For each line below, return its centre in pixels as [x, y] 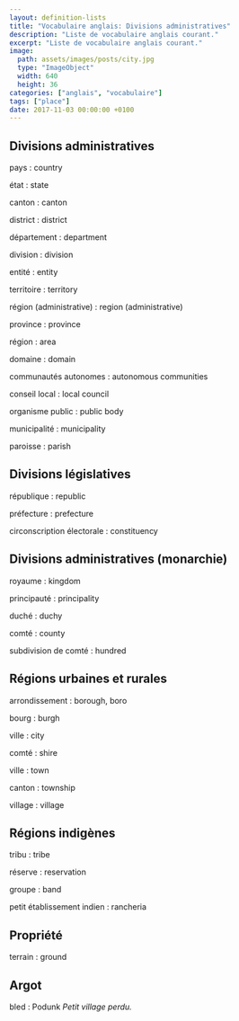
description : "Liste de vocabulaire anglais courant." [114, 34]
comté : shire [34, 752]
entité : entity [34, 272]
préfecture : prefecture [52, 513]
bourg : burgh [35, 718]
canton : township [43, 787]
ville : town [29, 770]
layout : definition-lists [58, 18]
